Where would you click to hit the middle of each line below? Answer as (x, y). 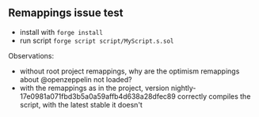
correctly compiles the (214, 96)
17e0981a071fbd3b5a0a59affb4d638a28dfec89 (97, 96)
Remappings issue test (66, 13)
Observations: (31, 55)
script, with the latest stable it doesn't (81, 104)
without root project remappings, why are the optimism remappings (129, 71)
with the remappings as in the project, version (94, 88)
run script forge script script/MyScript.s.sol (97, 40)
